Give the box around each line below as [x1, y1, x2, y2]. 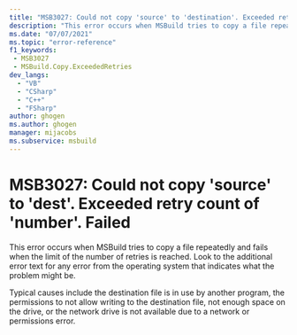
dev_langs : [9, 71, 49, 80]
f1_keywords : [9, 46, 57, 55]
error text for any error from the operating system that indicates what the [9, 261, 275, 271]
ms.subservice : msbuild [9, 136, 97, 145]
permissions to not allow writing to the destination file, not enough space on [9, 296, 286, 307]
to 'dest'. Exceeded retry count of [9, 193, 260, 214]
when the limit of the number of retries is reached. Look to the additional [9, 251, 273, 261]
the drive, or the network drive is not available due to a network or [9, 306, 250, 316]
